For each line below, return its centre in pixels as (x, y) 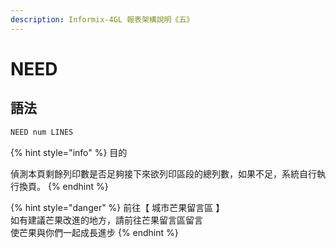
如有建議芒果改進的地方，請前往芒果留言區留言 (106, 220)
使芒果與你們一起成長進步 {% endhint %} (94, 232)
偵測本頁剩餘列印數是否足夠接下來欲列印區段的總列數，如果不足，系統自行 (163, 173)
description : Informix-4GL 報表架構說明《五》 (102, 19)
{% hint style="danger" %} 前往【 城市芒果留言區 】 (117, 207)
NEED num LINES (42, 132)
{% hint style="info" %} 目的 (69, 152)
